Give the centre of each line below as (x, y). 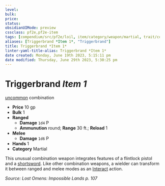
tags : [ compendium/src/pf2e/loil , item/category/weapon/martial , (73, 37)
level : (12, 10)
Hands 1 (21, 144)
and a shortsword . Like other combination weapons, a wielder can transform (82, 164)
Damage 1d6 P (34, 138)
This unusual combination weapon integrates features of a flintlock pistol (79, 159)
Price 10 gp (24, 107)
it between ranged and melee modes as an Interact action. (64, 169)
